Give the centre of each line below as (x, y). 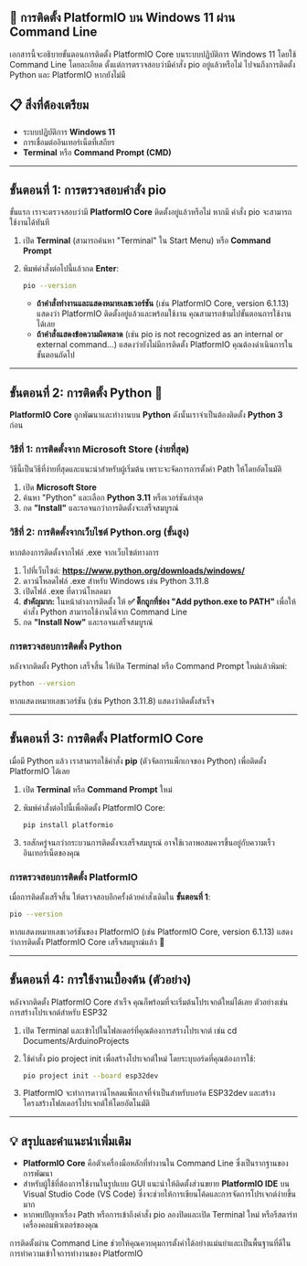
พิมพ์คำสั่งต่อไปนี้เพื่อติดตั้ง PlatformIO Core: (94, 807)
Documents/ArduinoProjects (76, 1040)
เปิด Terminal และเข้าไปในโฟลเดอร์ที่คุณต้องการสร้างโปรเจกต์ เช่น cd (130, 1030)
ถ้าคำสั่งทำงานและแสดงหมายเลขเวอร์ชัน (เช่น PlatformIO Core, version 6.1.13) (163, 303)
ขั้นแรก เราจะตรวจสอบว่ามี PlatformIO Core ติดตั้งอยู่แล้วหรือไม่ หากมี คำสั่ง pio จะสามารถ (151, 212)
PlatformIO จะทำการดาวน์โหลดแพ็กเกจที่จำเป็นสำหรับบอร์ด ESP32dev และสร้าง (149, 1093)
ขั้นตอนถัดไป (55, 355)
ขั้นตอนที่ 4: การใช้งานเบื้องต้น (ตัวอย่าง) (101, 980)
